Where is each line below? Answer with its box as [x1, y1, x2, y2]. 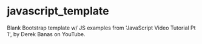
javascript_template [7, 4, 110, 18]
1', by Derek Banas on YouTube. [7, 30, 86, 37]
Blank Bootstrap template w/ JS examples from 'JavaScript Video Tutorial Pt [7, 24, 196, 31]
